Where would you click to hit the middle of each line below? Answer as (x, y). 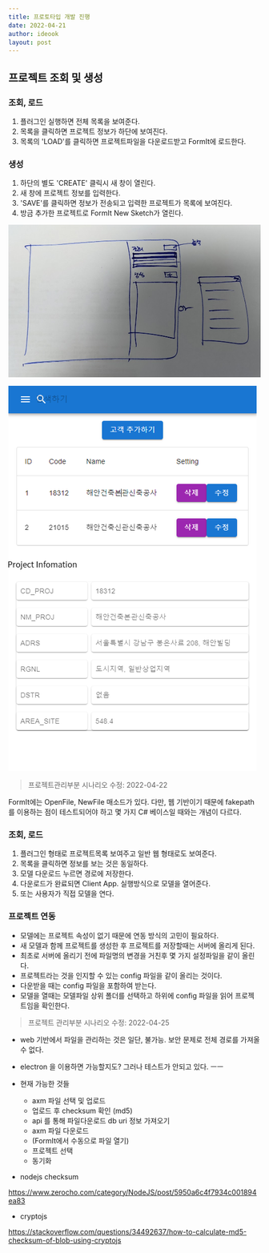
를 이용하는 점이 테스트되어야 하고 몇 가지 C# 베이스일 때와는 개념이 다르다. (125, 812)
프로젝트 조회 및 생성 (56, 77)
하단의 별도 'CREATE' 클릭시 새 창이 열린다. (88, 183)
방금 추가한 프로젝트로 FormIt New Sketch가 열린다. (102, 213)
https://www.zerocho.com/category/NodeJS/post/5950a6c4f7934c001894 (133, 1192)
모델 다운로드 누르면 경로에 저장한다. (76, 873)
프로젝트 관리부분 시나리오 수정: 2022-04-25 (98, 1022)
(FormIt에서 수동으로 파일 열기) (80, 1140)
